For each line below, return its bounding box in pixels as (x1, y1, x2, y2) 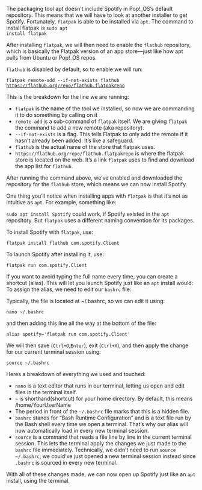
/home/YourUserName (14, 401, 71, 409)
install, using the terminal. (6, 477, 70, 484)
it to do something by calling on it (14, 112, 98, 118)
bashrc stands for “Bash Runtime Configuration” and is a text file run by (14, 414, 191, 421)
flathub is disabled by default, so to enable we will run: (6, 66, 143, 73)
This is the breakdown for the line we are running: (6, 93, 129, 100)
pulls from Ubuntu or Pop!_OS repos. (6, 54, 97, 61)
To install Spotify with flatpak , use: (6, 228, 94, 236)
